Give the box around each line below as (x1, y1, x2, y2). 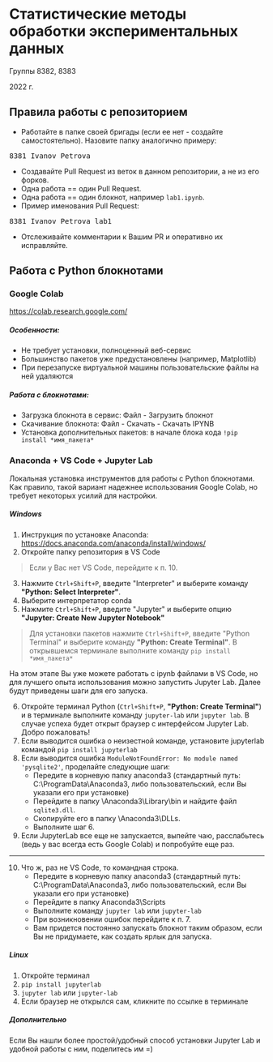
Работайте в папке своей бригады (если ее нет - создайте (20, 126, 224, 136)
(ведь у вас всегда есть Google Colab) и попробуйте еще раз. (20, 839, 235, 849)
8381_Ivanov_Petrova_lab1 (9, 216, 113, 225)
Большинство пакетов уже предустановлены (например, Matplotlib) (20, 354, 257, 364)
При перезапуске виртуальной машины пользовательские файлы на (20, 362, 259, 373)
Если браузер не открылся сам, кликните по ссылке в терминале (20, 996, 249, 1006)
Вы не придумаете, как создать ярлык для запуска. (32, 931, 212, 941)
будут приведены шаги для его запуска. (9, 686, 148, 696)
